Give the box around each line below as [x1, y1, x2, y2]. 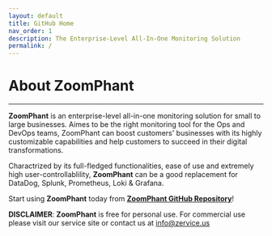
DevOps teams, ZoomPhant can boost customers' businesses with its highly [8, 129, 262, 138]
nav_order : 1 [8, 27, 53, 35]
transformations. [8, 145, 64, 155]
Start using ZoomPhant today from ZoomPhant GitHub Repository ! [8, 194, 235, 204]
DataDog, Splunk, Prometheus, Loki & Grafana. [8, 179, 164, 188]
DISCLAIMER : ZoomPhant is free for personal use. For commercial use [8, 209, 246, 219]
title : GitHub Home [8, 19, 74, 27]
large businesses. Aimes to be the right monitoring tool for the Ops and [8, 120, 245, 129]
